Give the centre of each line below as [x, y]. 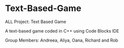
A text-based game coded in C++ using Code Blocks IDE [62, 31]
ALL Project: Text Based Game [36, 22]
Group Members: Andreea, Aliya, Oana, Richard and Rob [62, 40]
